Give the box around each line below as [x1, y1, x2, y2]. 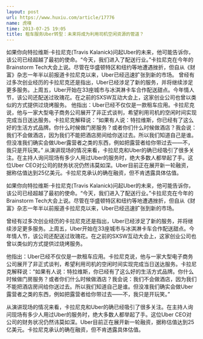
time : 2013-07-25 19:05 [6, 25, 66, 32]
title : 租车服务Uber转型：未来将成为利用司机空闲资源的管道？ [6, 31, 144, 37]
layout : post [6, 8, 39, 15]
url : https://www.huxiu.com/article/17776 [6, 14, 115, 21]
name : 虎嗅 [6, 20, 32, 26]
